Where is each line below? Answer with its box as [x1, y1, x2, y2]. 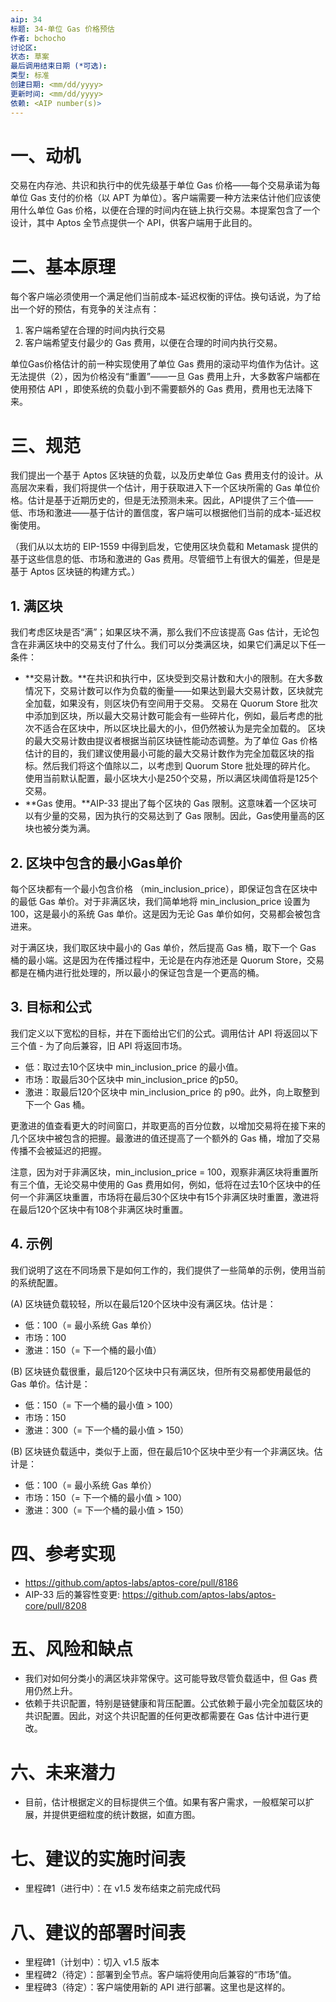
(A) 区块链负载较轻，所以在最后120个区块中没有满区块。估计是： [10, 1297, 277, 1310]
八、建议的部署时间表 [10, 1921, 187, 1944]
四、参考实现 [10, 1542, 117, 1565]
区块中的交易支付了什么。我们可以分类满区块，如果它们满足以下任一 [44, 639, 326, 651]
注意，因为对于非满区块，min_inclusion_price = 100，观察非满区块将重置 [10, 1166, 310, 1178]
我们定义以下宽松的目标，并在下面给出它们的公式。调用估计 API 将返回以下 [10, 1027, 319, 1039]
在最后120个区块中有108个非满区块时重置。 [10, 1203, 189, 1215]
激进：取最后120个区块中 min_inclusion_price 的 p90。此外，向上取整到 [24, 1086, 320, 1098]
